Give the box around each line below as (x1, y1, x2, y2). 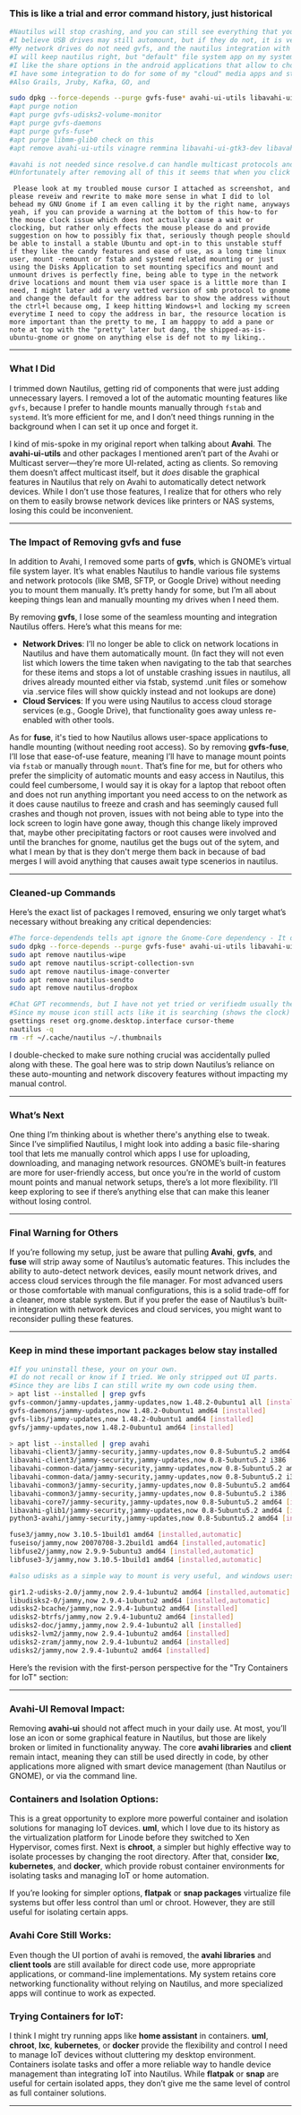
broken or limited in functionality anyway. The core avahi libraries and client (9, 1742, 292, 1752)
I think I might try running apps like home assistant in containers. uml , (9, 2030, 269, 2041)
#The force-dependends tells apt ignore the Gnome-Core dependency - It (9, 934, 287, 943)
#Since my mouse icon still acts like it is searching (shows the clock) (9, 1008, 291, 1017)
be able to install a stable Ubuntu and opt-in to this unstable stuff (9, 239, 282, 248)
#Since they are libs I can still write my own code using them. (9, 1381, 258, 1391)
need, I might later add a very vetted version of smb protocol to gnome (9, 286, 291, 296)
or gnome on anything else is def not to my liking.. (61, 333, 267, 342)
